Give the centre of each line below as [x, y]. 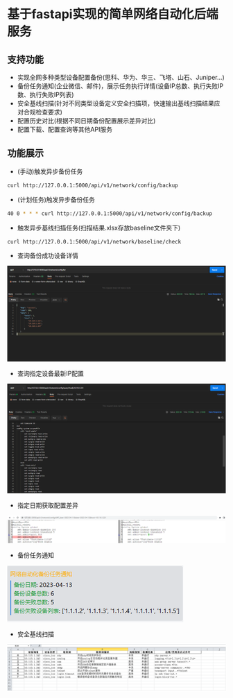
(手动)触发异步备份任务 [50, 171]
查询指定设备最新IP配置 [51, 373]
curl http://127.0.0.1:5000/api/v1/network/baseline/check [94, 241]
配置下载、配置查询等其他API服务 [65, 129]
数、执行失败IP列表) [45, 95]
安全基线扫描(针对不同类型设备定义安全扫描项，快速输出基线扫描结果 [115, 103]
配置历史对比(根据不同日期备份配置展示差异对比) [86, 121]
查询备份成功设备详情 [48, 256]
